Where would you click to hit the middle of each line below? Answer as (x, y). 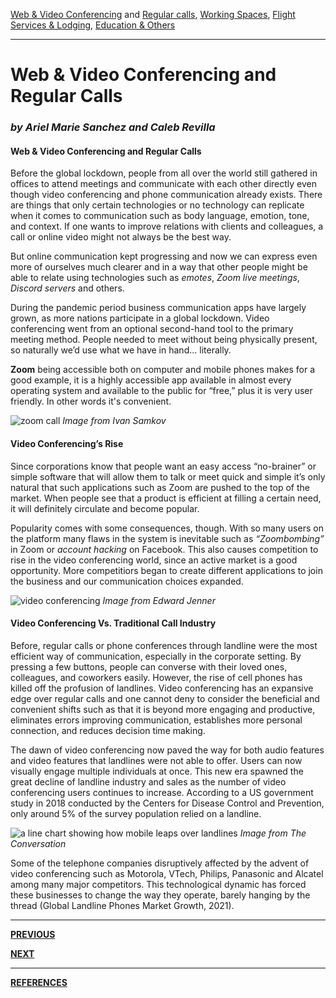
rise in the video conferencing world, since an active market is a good (154, 560)
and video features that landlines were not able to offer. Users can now (156, 760)
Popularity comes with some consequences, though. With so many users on (167, 528)
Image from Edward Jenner (159, 600)
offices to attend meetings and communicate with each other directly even (164, 184)
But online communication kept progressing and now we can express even (164, 256)
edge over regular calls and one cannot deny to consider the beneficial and (165, 698)
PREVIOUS (33, 934)
